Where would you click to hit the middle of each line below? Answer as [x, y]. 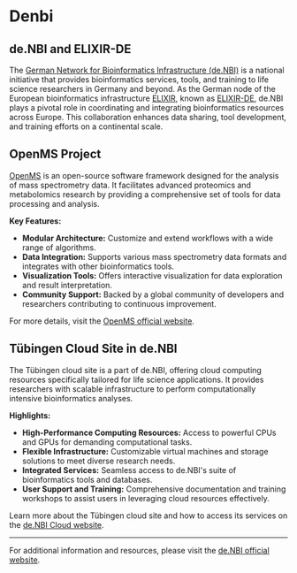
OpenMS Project [55, 154]
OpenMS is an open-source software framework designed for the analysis [144, 175]
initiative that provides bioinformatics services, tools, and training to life [139, 80]
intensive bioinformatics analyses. [71, 398]
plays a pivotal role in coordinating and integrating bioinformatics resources [147, 107]
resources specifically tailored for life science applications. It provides [137, 379]
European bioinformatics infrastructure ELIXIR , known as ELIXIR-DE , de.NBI [146, 98]
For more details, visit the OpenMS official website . [102, 321]
